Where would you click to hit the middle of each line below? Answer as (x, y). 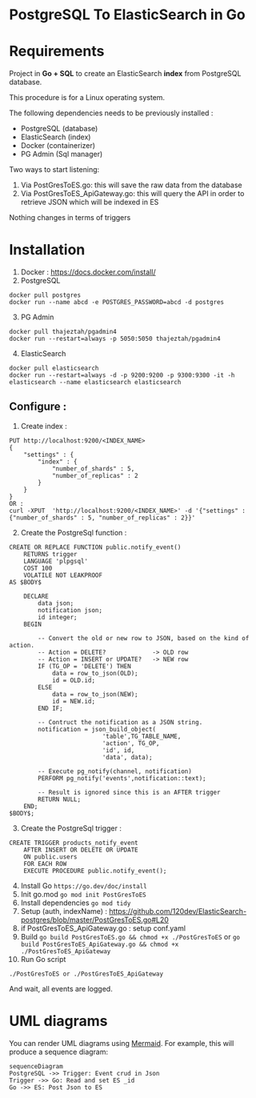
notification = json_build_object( (97, 729)
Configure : (38, 407)
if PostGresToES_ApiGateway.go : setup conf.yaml (103, 928)
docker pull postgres (45, 295)
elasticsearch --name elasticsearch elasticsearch (95, 383)
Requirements (57, 52)
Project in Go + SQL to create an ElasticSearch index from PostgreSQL (125, 74)
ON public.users (51, 857)
